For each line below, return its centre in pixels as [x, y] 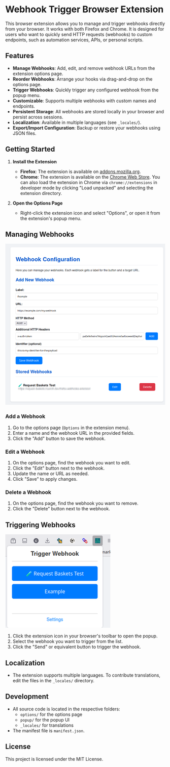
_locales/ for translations [47, 725]
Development [27, 697]
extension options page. [38, 73]
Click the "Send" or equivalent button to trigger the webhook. [77, 647]
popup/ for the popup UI [45, 720]
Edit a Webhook [25, 452]
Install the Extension [35, 161]
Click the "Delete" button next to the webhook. [61, 509]
